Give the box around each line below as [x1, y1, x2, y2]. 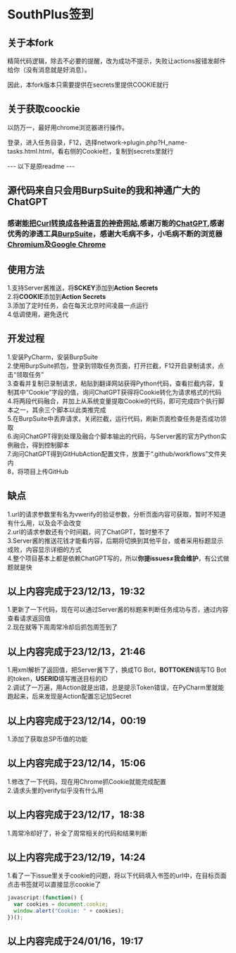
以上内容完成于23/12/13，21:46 [7, 646, 146, 658]
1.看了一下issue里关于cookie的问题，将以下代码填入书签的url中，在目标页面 [7, 871, 227, 880]
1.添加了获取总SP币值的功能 [7, 734, 88, 743]
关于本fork [7, 37, 54, 49]
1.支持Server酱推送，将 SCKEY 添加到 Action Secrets [7, 283, 159, 292]
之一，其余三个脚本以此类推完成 [13, 405, 106, 414]
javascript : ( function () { [7, 894, 83, 902]
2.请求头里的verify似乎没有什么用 [7, 786, 104, 794]
